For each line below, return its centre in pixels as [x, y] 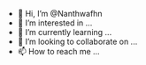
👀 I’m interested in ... [55, 23]
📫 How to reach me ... [58, 51]
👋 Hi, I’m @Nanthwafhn [60, 14]
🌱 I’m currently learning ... [65, 32]
